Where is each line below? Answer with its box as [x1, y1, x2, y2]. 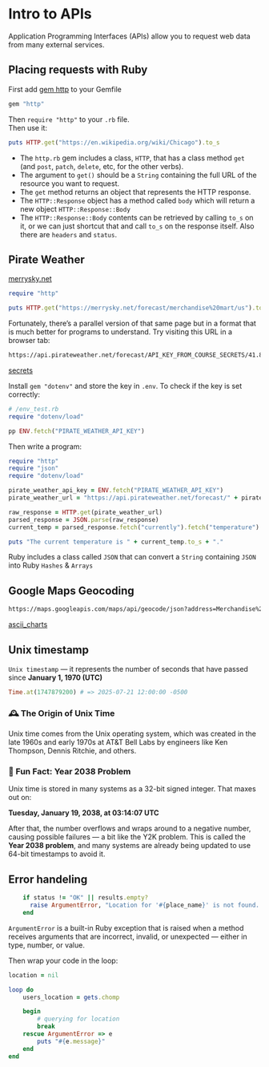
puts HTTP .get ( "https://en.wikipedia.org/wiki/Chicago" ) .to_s [8, 138, 220, 147]
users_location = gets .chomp [22, 993, 120, 1001]
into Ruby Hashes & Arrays [8, 560, 94, 570]
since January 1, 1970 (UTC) [8, 673, 102, 682]
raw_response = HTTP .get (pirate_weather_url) [8, 508, 163, 516]
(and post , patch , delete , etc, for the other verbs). [19, 161, 184, 171]
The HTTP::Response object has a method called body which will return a [19, 196, 255, 205]
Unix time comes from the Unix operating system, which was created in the [8, 729, 257, 738]
